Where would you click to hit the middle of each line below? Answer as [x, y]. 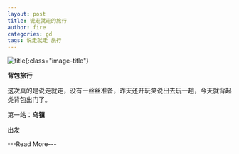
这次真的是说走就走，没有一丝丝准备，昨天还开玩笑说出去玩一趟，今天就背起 [119, 91]
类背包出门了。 [29, 100]
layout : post [27, 14]
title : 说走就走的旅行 [37, 21]
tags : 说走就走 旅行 [34, 41]
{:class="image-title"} [57, 61]
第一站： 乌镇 [26, 115]
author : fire [27, 27]
